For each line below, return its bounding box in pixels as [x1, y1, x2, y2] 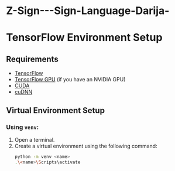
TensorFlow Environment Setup [6, 31, 163, 45]
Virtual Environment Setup [6, 105, 105, 115]
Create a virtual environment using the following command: [14, 142, 157, 149]
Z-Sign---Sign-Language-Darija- [6, 4, 170, 18]
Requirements [6, 54, 59, 64]
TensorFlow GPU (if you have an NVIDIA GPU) [14, 76, 126, 83]
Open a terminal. [14, 136, 55, 143]
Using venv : [6, 123, 39, 131]
